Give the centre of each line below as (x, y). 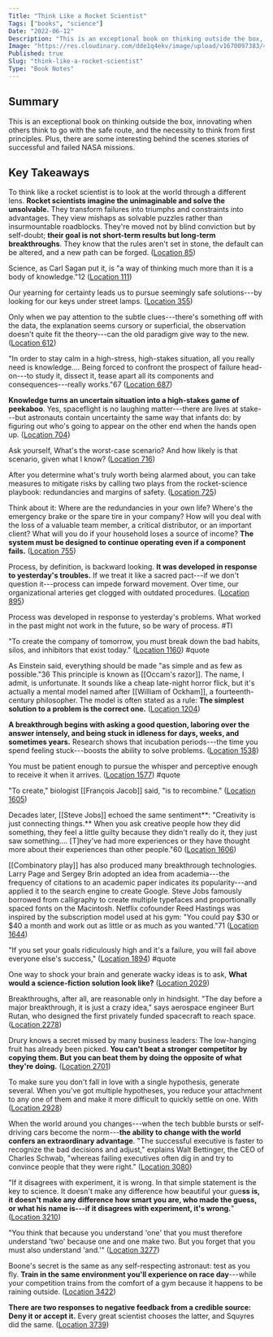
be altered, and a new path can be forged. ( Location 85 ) (102, 253)
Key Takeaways (49, 173)
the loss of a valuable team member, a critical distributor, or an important (130, 526)
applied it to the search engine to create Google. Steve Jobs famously (125, 891)
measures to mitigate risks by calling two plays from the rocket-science (128, 483)
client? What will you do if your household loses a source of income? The (131, 534)
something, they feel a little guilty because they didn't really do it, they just (133, 833)
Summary (34, 102)
